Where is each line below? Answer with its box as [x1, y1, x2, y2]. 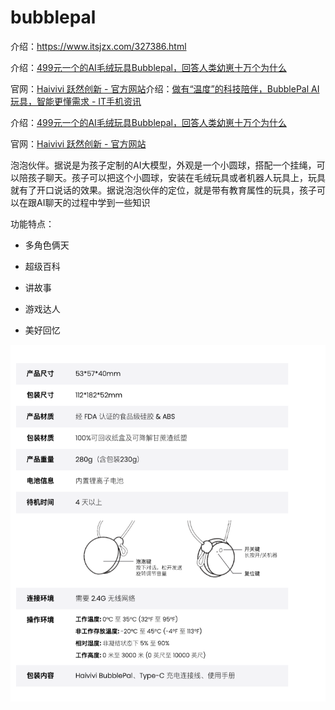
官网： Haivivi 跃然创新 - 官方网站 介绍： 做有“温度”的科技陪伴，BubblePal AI [10, 82, 320, 95]
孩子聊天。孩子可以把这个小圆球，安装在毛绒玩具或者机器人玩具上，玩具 [27, 171, 326, 183]
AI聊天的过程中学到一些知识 [36, 196, 151, 208]
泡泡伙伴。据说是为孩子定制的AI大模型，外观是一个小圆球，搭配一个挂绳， [10, 159, 317, 171]
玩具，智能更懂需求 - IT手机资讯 [10, 95, 142, 107]
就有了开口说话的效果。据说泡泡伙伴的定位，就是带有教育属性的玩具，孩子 [10, 184, 317, 196]
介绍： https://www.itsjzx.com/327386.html [10, 40, 187, 52]
